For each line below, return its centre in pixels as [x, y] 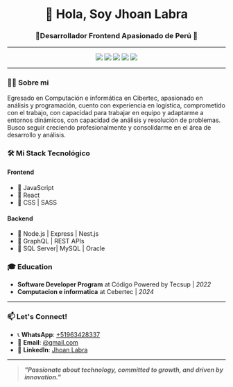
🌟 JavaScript [35, 187]
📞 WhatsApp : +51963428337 [59, 334]
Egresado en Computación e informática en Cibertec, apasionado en [105, 98]
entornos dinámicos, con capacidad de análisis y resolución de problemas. [114, 120]
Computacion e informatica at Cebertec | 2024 [85, 292]
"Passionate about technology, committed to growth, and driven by [124, 370]
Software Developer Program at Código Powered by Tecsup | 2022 [114, 284]
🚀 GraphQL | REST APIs [51, 241]
